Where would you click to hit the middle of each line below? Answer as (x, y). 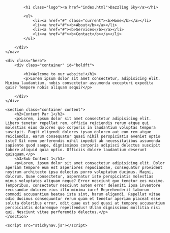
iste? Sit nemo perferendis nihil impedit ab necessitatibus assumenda (83, 141)
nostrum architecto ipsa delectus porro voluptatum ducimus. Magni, (79, 172)
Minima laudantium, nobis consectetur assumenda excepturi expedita (79, 83)
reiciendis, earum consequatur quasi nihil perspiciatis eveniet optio (83, 136)
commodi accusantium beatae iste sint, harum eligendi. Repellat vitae (83, 194)
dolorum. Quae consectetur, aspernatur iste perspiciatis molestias (79, 177)
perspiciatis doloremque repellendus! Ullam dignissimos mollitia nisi (83, 208)
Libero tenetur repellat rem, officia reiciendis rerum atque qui (77, 123)
